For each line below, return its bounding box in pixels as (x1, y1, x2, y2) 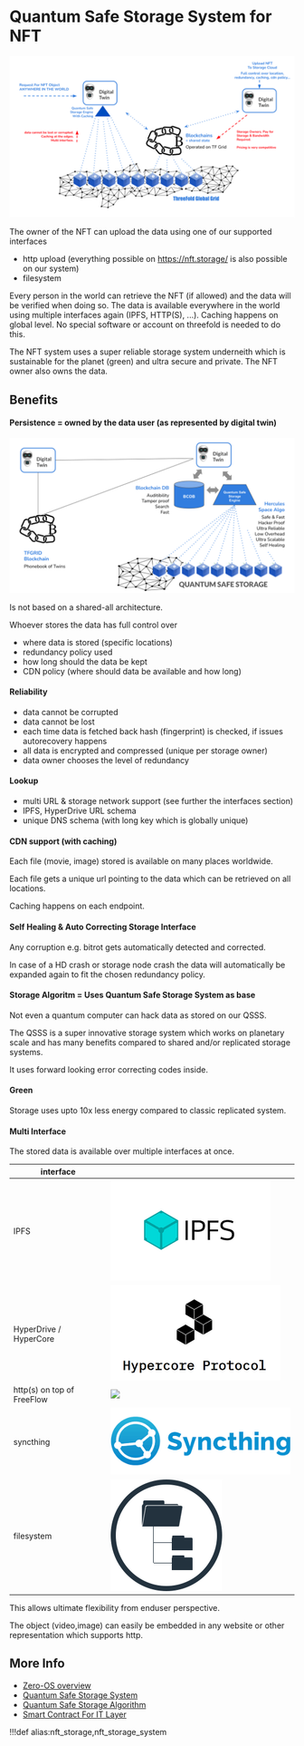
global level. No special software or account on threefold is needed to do (9, 319, 281, 330)
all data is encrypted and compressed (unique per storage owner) (22, 745, 269, 756)
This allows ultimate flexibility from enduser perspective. (9, 1603, 220, 1614)
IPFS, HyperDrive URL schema (22, 805, 138, 817)
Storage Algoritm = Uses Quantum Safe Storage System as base (9, 990, 256, 1001)
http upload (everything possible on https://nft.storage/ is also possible (22, 254, 288, 265)
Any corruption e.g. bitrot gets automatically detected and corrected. (9, 941, 266, 953)
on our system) (22, 263, 80, 274)
